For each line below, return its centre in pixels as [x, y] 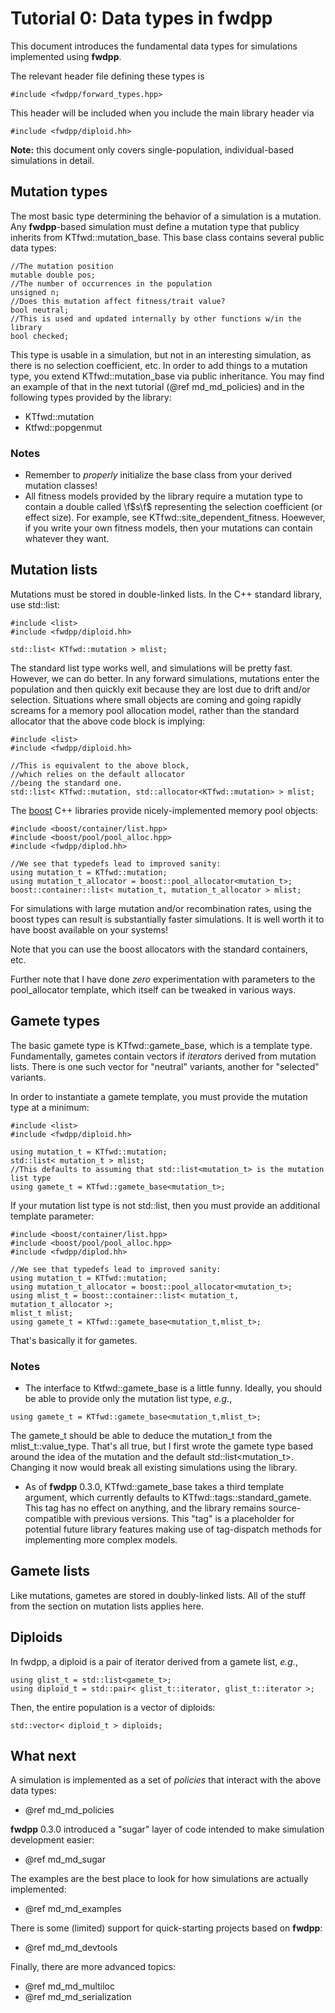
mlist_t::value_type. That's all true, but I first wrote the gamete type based [162, 1446]
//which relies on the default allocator [98, 774]
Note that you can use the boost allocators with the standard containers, [159, 949]
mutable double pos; [53, 275]
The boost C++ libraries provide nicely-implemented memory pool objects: [164, 810]
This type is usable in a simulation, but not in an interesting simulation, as [161, 354]
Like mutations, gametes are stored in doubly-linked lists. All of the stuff [158, 1595]
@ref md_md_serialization [78, 1997]
